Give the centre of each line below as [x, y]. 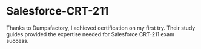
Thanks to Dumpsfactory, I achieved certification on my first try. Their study [101, 28]
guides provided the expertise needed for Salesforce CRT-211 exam [90, 34]
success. [18, 41]
